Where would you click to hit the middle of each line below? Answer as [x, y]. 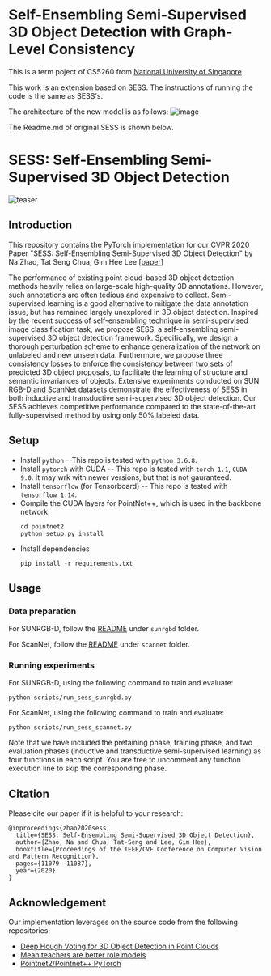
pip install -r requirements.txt [76, 563]
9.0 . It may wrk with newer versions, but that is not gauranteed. [126, 477]
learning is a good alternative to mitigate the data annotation [148, 303]
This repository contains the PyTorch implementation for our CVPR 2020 [129, 244]
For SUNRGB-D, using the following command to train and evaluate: [121, 683]
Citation [29, 794]
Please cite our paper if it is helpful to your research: [96, 813]
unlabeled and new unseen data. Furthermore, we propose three [116, 354]
